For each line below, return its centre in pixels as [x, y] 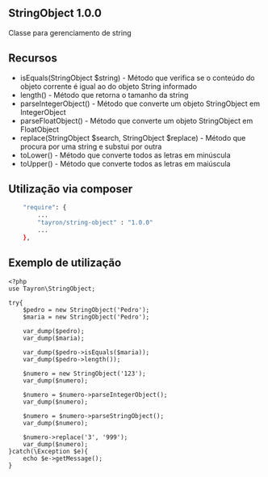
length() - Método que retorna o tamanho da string [104, 95]
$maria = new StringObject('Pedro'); [86, 317]
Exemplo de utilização [65, 263]
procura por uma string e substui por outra [91, 146]
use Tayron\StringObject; [52, 289]
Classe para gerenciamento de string [70, 32]
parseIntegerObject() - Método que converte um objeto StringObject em [140, 103]
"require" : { [45, 208]
